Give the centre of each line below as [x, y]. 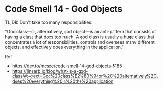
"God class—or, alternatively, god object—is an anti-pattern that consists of [81, 31]
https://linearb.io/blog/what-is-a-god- [50, 71]
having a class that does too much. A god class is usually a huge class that [80, 37]
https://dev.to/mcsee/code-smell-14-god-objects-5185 [67, 66]
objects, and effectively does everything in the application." [64, 47]
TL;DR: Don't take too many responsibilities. [49, 22]
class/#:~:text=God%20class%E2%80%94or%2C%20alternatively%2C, [85, 76]
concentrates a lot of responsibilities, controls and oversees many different [80, 42]
